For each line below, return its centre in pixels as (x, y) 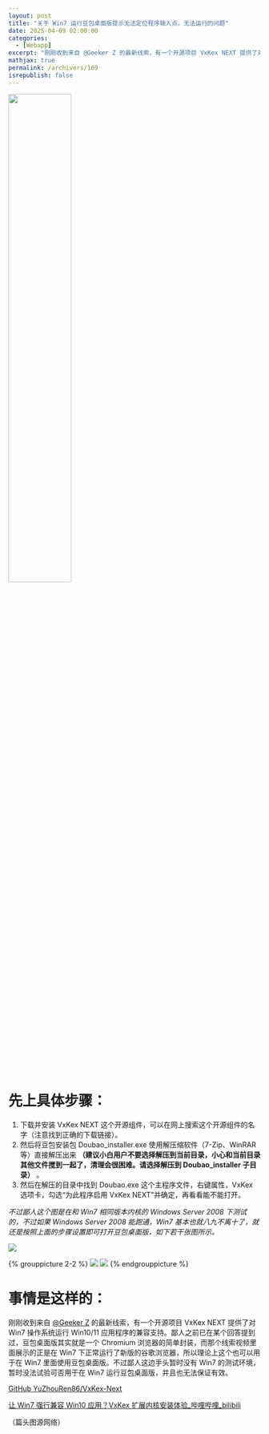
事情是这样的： (58, 1298)
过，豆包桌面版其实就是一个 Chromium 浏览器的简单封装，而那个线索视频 (129, 1342)
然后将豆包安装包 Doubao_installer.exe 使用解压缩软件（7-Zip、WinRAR (138, 1144)
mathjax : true (32, 61)
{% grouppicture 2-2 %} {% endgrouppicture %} (99, 1263)
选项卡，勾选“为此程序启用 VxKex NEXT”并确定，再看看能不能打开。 (132, 1194)
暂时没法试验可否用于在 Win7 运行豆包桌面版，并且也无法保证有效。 (120, 1372)
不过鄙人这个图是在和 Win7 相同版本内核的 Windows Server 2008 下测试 (128, 1211)
